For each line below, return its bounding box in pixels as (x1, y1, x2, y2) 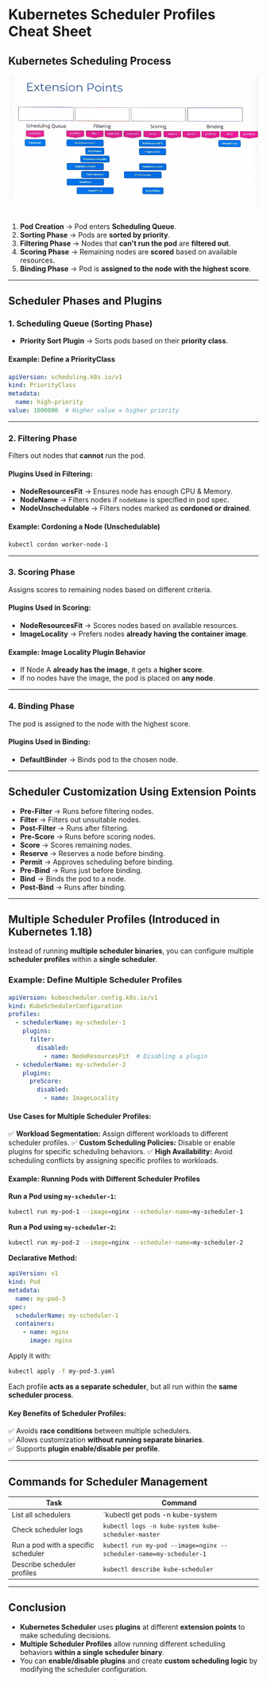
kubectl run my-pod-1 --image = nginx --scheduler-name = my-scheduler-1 (8, 1208, 244, 1216)
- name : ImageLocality (43, 1095, 119, 1103)
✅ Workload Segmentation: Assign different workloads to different (8, 1129, 229, 1138)
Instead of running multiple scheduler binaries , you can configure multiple (8, 946, 254, 955)
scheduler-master (103, 1530, 161, 1539)
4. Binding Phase (8, 701, 75, 712)
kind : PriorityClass (8, 382, 77, 389)
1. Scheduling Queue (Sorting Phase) (8, 318, 153, 329)
